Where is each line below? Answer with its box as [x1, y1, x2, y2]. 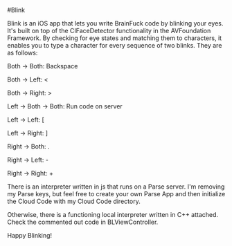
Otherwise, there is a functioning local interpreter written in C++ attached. [7, 211, 219, 218]
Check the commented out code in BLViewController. [7, 218, 159, 226]
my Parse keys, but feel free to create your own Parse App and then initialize [7, 190, 226, 198]
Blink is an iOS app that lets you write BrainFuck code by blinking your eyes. [7, 19, 224, 27]
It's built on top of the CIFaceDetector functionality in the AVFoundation [7, 27, 211, 35]
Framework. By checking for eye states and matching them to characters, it [7, 34, 222, 42]
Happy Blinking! [7, 231, 53, 239]
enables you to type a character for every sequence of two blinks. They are [7, 41, 222, 49]
